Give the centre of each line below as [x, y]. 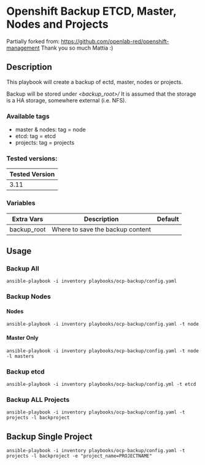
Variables [21, 203]
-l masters [20, 356]
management [23, 48]
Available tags [28, 116]
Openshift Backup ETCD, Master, [91, 11]
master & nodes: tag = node [50, 129]
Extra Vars [28, 219]
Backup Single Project [49, 436]
